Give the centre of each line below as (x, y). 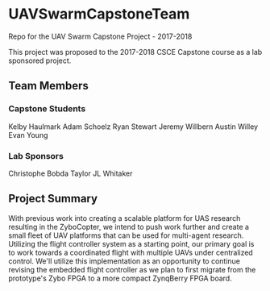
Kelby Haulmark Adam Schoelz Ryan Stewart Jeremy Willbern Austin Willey (133, 127)
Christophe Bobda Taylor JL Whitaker (71, 173)
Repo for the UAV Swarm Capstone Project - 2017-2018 (100, 36)
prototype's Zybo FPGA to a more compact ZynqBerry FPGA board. (120, 278)
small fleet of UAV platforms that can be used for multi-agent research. (126, 235)
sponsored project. (40, 60)
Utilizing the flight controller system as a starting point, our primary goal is (131, 243)
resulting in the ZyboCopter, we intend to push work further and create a (129, 227)
